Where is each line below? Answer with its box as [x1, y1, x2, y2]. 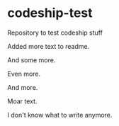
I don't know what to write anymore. [7, 110, 113, 119]
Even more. [7, 69, 41, 78]
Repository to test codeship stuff [7, 28, 103, 37]
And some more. [7, 55, 56, 64]
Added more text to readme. [7, 42, 90, 50]
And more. [7, 83, 38, 91]
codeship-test [7, 5, 93, 21]
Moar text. [7, 97, 38, 105]
